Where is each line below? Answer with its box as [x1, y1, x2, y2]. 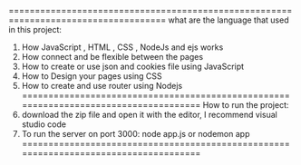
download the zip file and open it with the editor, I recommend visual [21, 110, 277, 120]
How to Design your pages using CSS [21, 71, 162, 82]
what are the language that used [168, 15, 289, 25]
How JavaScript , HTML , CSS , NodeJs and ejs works [21, 42, 224, 53]
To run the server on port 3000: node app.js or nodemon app [21, 129, 250, 139]
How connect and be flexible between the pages [21, 52, 204, 62]
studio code [21, 119, 67, 130]
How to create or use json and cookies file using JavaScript [21, 61, 245, 72]
